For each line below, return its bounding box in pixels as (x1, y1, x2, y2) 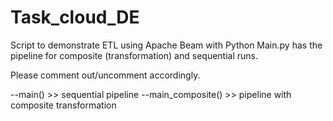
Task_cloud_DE (10, 6, 140, 29)
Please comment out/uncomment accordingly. (10, 69, 201, 81)
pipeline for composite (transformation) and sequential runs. (10, 49, 258, 61)
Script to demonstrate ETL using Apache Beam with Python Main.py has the (10, 39, 323, 51)
